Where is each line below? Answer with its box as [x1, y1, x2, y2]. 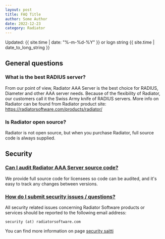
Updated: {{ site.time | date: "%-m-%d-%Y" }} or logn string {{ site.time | [5, 39, 155, 45]
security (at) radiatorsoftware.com [5, 219, 81, 225]
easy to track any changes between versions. [5, 180, 98, 186]
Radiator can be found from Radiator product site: [5, 101, 107, 107]
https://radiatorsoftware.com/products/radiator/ [5, 106, 103, 112]
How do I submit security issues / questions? [5, 193, 115, 200]
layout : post [5, 7, 32, 12]
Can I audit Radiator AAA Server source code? [5, 164, 119, 171]
